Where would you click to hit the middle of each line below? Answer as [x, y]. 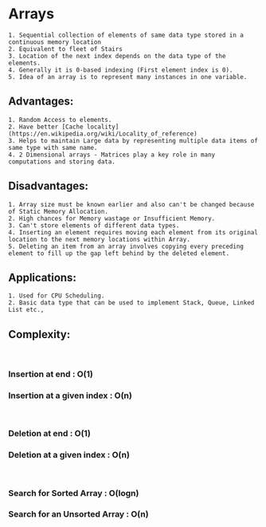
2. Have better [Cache [46, 127]
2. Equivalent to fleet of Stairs [66, 49]
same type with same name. [53, 147]
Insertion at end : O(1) [51, 374]
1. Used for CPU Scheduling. [57, 296]
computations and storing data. [62, 161]
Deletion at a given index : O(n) [69, 455]
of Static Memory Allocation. [59, 211]
